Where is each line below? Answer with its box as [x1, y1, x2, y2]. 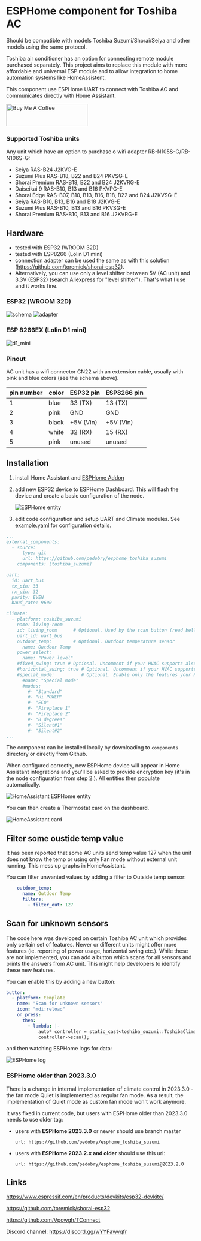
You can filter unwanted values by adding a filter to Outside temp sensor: [6, 873, 187, 881]
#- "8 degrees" [28, 716, 66, 722]
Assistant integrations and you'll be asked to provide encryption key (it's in [6, 769, 190, 776]
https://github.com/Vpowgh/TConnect [6, 1216, 100, 1224]
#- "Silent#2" [28, 727, 63, 734]
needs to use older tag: [6, 1116, 63, 1123]
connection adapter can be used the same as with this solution [14, 257, 170, 264]
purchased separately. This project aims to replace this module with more [6, 61, 187, 68]
